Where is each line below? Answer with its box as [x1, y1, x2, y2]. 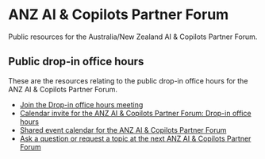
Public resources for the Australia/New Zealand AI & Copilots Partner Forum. [8, 32, 258, 41]
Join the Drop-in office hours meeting [19, 99, 144, 109]
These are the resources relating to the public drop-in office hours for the [8, 76, 248, 85]
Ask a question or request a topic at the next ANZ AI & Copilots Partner [19, 134, 252, 143]
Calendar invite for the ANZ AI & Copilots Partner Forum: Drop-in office [19, 108, 252, 118]
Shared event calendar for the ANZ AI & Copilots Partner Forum [19, 125, 227, 134]
